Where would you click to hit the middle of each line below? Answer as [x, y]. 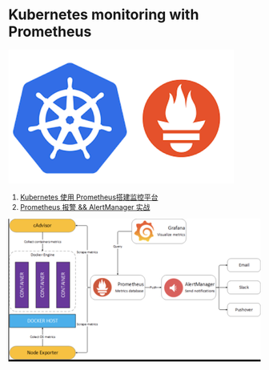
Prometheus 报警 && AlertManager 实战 [85, 207]
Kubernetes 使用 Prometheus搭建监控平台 [89, 197]
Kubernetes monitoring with [104, 15]
